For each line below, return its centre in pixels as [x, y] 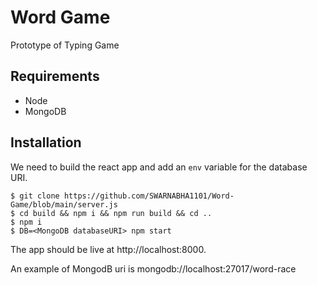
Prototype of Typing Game [65, 45]
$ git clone [35, 196]
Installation [46, 142]
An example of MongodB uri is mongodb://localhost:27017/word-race [153, 268]
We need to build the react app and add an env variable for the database [159, 167]
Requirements [55, 76]
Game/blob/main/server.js [64, 204]
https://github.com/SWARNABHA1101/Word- [149, 196]
